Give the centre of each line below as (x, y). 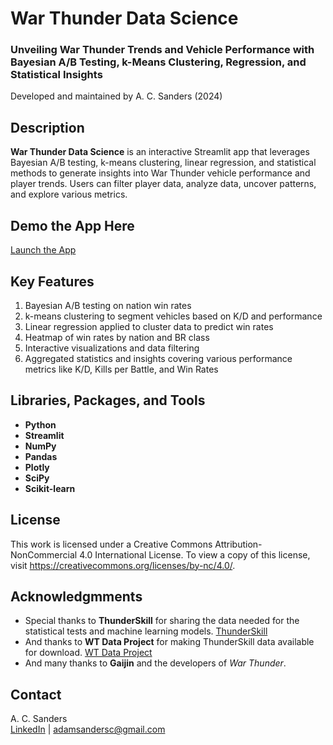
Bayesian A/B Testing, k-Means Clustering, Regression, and (158, 62)
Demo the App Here (72, 225)
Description (47, 127)
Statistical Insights (56, 75)
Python (40, 424)
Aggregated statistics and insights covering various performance (158, 358)
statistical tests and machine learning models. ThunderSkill (146, 631)
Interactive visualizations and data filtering (112, 348)
